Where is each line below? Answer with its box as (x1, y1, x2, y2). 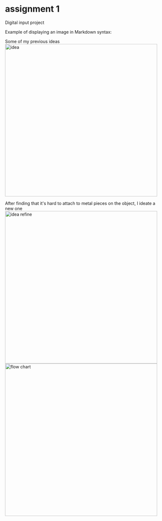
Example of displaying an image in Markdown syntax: (5, 29, 112, 35)
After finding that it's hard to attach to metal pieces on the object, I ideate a (5, 200, 156, 206)
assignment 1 (5, 3, 60, 15)
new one (5, 205, 23, 211)
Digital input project (5, 20, 45, 25)
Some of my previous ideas (5, 38, 60, 44)
